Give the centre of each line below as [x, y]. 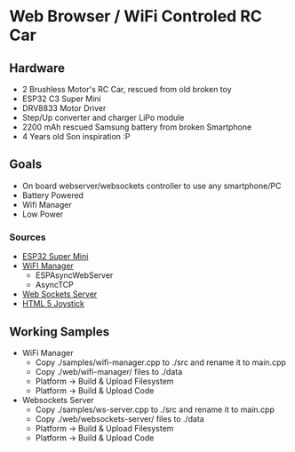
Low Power [43, 214]
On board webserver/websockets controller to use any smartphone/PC [151, 186]
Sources [28, 237]
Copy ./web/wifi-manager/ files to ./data [109, 371]
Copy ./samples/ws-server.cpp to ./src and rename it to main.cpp [155, 409]
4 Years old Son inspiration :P [76, 136]
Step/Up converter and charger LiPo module [103, 118]
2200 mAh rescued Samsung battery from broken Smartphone [137, 127]
